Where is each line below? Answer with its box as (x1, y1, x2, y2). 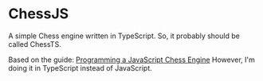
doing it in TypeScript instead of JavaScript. (8, 63, 153, 72)
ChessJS (8, 5, 69, 23)
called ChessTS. (8, 39, 61, 48)
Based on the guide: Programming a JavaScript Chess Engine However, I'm (8, 55, 255, 64)
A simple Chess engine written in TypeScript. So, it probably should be (8, 31, 241, 40)
